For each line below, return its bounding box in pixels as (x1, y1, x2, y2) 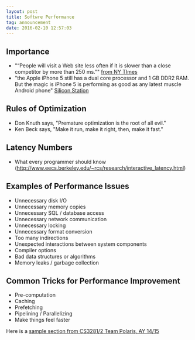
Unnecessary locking (14, 222, 66, 229)
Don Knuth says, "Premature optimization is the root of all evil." (14, 119, 167, 126)
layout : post (6, 8, 38, 15)
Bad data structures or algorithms (14, 253, 96, 260)
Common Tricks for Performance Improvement (6, 276, 180, 286)
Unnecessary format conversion (14, 228, 93, 235)
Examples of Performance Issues (6, 181, 130, 191)
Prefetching (14, 304, 43, 311)
